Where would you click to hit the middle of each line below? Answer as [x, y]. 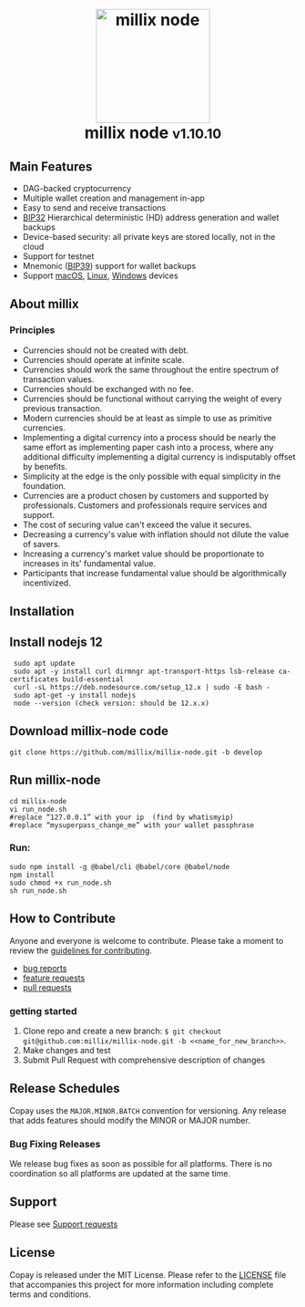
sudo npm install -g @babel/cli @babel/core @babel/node [120, 866]
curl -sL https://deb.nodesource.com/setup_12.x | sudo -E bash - [142, 687]
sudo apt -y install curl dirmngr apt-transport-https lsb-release [144, 671]
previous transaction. [62, 408]
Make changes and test [66, 1050]
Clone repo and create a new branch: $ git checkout [122, 1031]
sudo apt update [44, 663]
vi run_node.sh [38, 809]
